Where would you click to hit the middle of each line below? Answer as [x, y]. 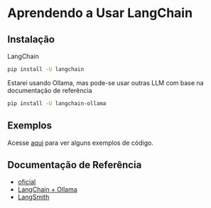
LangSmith [33, 197]
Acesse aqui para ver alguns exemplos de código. [81, 143]
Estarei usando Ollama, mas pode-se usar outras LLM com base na [105, 82]
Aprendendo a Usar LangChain [100, 13]
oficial [27, 182]
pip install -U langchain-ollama [57, 103]
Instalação [31, 39]
